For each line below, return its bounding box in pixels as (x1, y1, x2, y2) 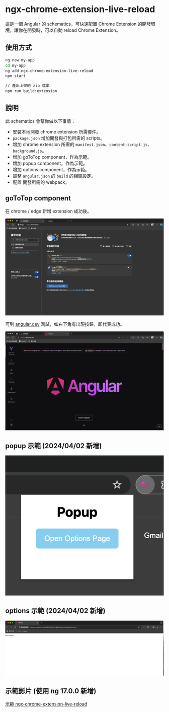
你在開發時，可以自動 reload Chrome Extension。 (18, 27, 121, 33)
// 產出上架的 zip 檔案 (5, 83, 50, 89)
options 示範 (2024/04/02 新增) (5, 607, 106, 615)
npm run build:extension (5, 89, 57, 94)
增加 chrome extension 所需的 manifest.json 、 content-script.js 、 (12, 141, 152, 147)
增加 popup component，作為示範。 (12, 160, 88, 166)
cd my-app (5, 63, 26, 68)
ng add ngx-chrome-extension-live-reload (5, 68, 94, 74)
